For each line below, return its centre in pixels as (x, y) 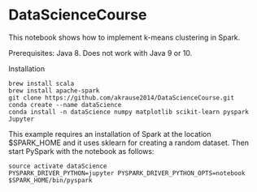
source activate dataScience (58, 166)
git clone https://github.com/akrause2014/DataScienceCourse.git (121, 98)
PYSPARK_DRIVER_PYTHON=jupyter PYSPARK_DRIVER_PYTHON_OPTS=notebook (127, 173)
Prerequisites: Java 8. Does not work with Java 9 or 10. (100, 53)
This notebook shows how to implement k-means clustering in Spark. (124, 37)
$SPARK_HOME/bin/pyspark (50, 180)
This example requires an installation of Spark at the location (110, 134)
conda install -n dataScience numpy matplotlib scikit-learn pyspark (129, 112)
